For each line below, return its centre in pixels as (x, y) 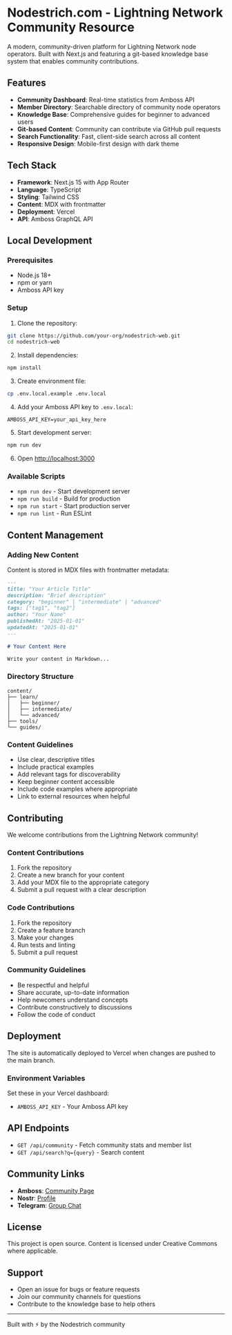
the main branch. (31, 1060)
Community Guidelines (47, 970)
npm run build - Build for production (69, 498)
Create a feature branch (51, 930)
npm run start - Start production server (74, 506)
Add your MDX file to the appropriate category (83, 882)
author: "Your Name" (37, 615)
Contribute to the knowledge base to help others (86, 1304)
